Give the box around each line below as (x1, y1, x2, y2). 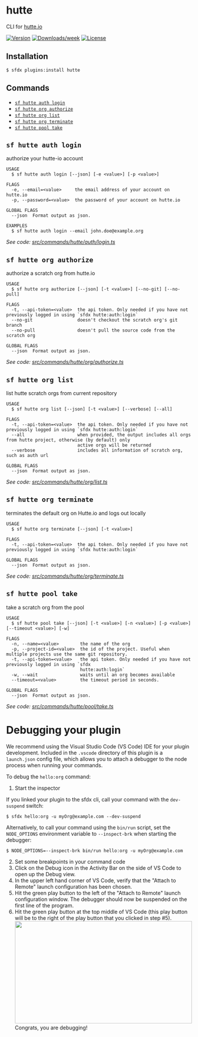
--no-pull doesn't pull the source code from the (11, 327, 176, 333)
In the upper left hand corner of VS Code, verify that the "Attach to (14, 877, 176, 884)
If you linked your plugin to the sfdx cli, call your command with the (6, 796, 169, 803)
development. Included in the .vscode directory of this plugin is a (6, 749, 163, 756)
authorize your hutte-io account (6, 155, 84, 162)
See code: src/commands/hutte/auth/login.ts (6, 238, 115, 246)
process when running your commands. (6, 761, 103, 768)
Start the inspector (14, 784, 61, 791)
